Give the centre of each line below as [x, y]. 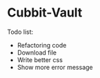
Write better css [40, 59]
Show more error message [55, 67]
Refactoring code [42, 45]
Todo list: [20, 32]
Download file [37, 52]
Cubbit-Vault [45, 13]
